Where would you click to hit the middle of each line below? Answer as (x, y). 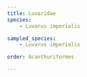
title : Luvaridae (32, 13)
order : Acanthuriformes (41, 57)
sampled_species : (32, 38)
